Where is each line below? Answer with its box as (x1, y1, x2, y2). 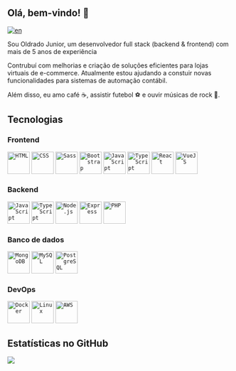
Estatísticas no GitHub (7, 337, 109, 349)
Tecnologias (7, 114, 63, 126)
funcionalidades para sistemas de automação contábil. (7, 76, 168, 85)
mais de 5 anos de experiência (7, 47, 97, 55)
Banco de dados (7, 235, 65, 244)
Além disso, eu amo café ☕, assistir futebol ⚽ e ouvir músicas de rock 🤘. (7, 90, 220, 99)
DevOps (7, 285, 36, 295)
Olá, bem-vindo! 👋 (7, 7, 90, 19)
